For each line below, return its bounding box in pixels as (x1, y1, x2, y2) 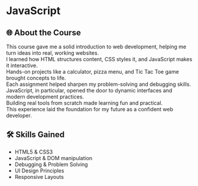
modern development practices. (6, 93, 85, 100)
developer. (6, 112, 33, 119)
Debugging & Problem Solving (14, 161, 88, 168)
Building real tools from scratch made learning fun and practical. (6, 99, 163, 107)
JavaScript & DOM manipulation (14, 154, 93, 161)
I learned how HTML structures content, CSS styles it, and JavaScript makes (6, 56, 193, 62)
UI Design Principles (14, 167, 64, 174)
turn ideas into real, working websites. (6, 49, 99, 57)
